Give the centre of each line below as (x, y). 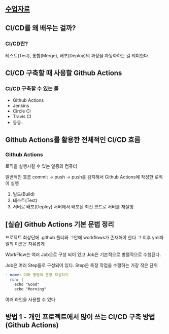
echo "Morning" (30, 289)
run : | (17, 280)
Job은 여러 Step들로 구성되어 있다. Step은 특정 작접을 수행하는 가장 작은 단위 (82, 266)
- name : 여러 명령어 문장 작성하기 (37, 275)
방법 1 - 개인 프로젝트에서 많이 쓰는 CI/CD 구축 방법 (80, 317)
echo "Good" (27, 285)
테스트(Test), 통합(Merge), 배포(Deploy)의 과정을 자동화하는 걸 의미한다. (77, 56)
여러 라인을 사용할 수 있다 (30, 299)
